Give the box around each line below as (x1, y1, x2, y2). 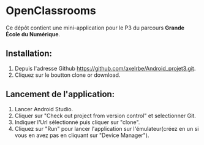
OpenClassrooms (6, 4, 96, 18)
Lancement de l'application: (6, 89, 115, 100)
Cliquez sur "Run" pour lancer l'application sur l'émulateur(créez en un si (14, 125, 199, 132)
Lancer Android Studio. (14, 105, 74, 112)
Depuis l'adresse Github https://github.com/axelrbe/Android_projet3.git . (14, 65, 196, 72)
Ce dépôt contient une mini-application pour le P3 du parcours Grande (6, 24, 185, 31)
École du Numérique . (6, 30, 61, 37)
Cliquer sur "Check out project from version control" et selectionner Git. (14, 112, 197, 119)
